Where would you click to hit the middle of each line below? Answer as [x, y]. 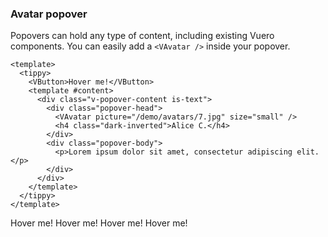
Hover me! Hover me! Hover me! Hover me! [99, 223]
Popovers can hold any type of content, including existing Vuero [142, 36]
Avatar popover [49, 14]
